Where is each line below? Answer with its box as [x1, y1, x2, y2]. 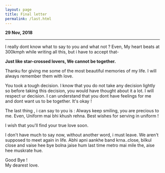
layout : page [5, 7, 32, 12]
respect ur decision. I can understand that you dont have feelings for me [5, 93, 151, 99]
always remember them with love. [5, 73, 74, 79]
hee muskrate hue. [5, 148, 43, 153]
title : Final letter [5, 12, 48, 17]
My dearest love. [5, 162, 39, 168]
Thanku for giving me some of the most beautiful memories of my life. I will [5, 68, 157, 74]
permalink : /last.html [5, 16, 52, 21]
